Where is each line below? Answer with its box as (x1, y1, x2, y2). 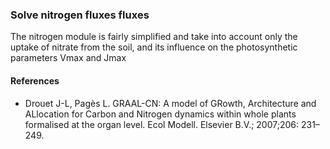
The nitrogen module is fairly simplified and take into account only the (10, 31, 298, 43)
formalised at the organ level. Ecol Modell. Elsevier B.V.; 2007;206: (24, 118, 300, 130)
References (10, 74, 60, 87)
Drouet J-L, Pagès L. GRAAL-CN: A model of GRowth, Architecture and (24, 97, 317, 109)
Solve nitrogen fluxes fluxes (10, 8, 150, 22)
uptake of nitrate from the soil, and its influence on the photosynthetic (10, 41, 298, 53)
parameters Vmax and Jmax (10, 52, 127, 64)
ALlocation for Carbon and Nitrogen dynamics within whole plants (24, 108, 297, 120)
